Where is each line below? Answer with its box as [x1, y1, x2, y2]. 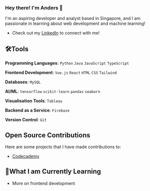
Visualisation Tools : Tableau [5, 98, 63, 104]
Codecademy [12, 153, 40, 159]
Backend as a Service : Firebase [5, 107, 70, 114]
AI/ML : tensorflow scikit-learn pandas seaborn [5, 89, 101, 95]
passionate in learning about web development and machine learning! [5, 20, 146, 26]
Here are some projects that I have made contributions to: [5, 144, 121, 150]
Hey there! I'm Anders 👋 [5, 4, 63, 11]
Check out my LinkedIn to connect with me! [12, 30, 100, 36]
